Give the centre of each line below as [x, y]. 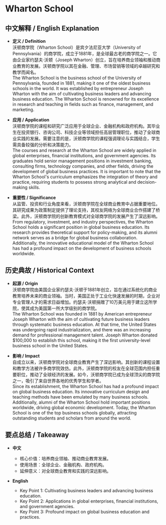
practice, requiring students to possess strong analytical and [74, 182]
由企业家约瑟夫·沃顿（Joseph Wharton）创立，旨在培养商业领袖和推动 [84, 60]
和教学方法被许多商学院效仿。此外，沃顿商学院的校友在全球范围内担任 [84, 368]
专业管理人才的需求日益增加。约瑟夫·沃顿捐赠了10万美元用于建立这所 [83, 302]
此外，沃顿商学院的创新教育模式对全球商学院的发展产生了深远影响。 [90, 216]
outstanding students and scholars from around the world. [72, 418]
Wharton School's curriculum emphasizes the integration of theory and [85, 177]
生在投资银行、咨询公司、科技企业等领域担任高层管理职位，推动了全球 [84, 132]
